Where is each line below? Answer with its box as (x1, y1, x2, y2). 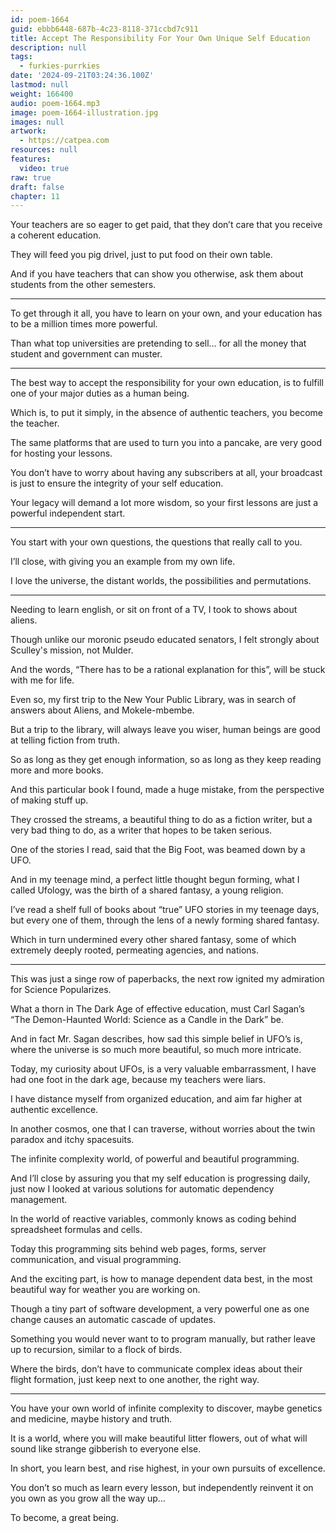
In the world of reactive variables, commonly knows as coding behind (10, 1213, 297, 1225)
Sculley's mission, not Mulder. (10, 644, 134, 656)
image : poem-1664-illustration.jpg (10, 107, 159, 118)
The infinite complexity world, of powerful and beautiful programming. (10, 1153, 300, 1165)
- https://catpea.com (19, 136, 110, 146)
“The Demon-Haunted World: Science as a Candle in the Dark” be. (10, 1014, 284, 1026)
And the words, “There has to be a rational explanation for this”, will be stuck (10, 664, 326, 676)
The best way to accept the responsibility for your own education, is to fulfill (10, 377, 324, 389)
